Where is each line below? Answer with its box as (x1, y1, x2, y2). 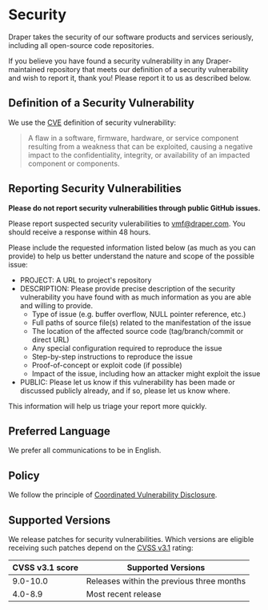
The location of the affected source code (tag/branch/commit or (31, 326, 244, 335)
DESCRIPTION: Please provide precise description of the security (19, 283, 236, 293)
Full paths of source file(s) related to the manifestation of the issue (31, 318, 252, 327)
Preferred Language (8, 424, 110, 438)
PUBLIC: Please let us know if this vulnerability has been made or (19, 377, 235, 387)
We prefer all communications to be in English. (8, 446, 162, 455)
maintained (8, 64, 46, 74)
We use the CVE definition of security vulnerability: (8, 118, 177, 127)
